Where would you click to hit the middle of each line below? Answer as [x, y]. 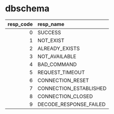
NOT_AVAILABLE [57, 56]
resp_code [20, 24]
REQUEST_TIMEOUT [61, 72]
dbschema [27, 9]
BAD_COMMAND [57, 64]
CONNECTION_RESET [63, 80]
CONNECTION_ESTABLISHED [72, 88]
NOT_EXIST [51, 40]
